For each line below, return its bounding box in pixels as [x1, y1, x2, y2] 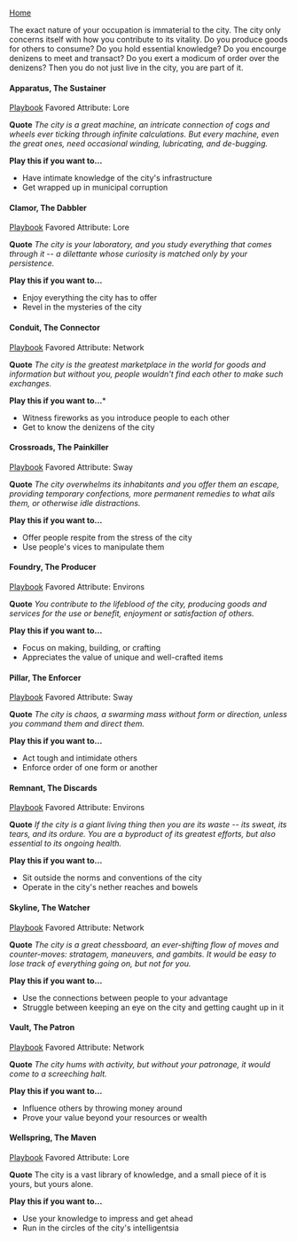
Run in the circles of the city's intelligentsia [21, 1222, 179, 1233]
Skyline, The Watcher [9, 902, 90, 913]
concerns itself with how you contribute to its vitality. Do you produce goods [9, 35, 288, 44]
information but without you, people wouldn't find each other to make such [9, 368, 284, 379]
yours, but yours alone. [9, 1179, 94, 1190]
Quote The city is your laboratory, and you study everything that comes [9, 239, 272, 250]
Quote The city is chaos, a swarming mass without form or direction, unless [9, 709, 288, 720]
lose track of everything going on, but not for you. [9, 957, 191, 969]
